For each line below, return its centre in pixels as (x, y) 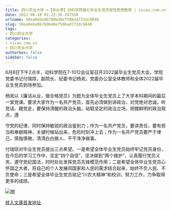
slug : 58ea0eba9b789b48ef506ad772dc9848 (49, 24)
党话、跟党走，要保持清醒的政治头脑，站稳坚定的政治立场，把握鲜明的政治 (83, 109)
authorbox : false (24, 52)
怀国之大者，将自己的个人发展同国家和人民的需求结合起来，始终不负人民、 (83, 168)
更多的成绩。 (19, 181)
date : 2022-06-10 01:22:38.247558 (42, 15)
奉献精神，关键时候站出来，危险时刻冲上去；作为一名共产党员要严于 (85, 132)
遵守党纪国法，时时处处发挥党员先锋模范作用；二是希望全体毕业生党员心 (90, 162)
